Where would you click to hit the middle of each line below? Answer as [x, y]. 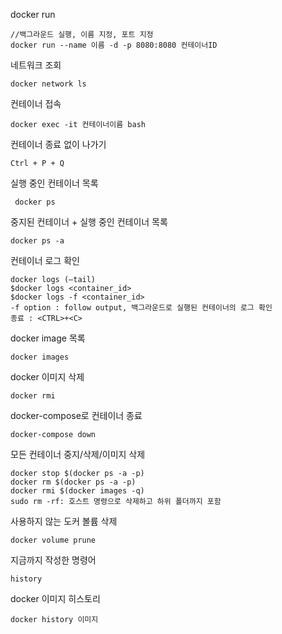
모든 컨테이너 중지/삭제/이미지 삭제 [78, 454]
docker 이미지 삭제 [47, 377]
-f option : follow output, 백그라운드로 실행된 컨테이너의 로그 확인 [141, 308]
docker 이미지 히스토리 [55, 598]
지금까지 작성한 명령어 [53, 560]
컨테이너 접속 [36, 103]
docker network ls [48, 84]
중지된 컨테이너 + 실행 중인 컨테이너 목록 [89, 222]
